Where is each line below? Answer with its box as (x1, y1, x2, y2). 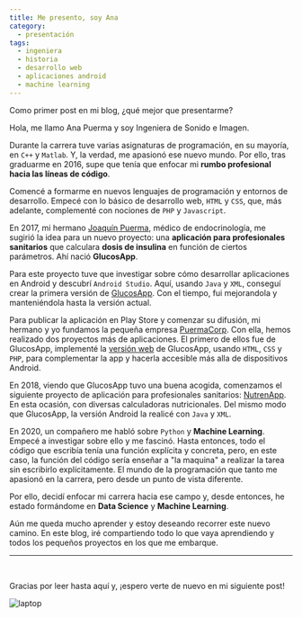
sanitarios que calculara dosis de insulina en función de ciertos (9, 241, 247, 252)
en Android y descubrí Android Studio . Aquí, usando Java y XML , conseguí (9, 278, 281, 289)
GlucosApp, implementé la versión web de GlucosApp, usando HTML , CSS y (9, 343, 283, 353)
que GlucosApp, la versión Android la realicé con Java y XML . (9, 408, 232, 419)
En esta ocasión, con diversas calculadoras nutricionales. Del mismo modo (9, 398, 287, 409)
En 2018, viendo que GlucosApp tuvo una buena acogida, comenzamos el (9, 380, 283, 390)
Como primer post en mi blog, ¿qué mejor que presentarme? (9, 104, 234, 115)
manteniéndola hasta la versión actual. (9, 297, 152, 308)
